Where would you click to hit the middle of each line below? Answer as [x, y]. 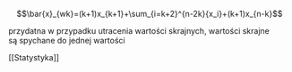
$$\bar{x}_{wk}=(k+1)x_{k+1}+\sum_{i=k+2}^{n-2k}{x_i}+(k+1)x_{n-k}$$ [150, 14]
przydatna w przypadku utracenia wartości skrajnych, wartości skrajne [139, 31]
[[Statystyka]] [34, 57]
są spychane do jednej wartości [67, 40]
